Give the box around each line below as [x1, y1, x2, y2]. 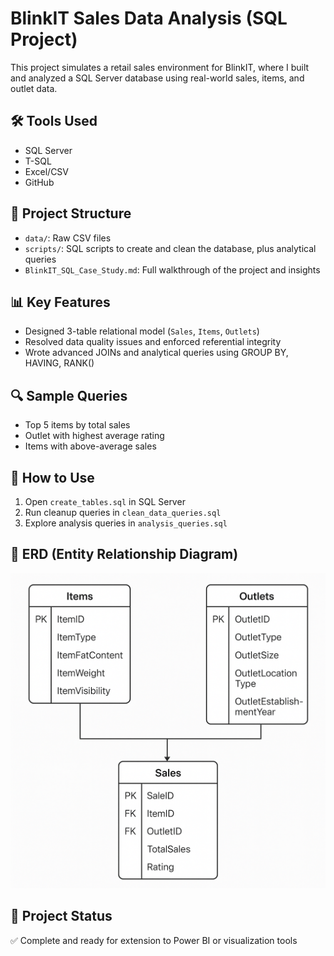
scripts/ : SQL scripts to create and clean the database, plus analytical [24, 242, 317, 254]
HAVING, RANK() [24, 357, 95, 369]
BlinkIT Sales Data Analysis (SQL [10, 7, 288, 30]
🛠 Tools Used [10, 113, 98, 130]
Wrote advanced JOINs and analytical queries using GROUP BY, [24, 347, 289, 359]
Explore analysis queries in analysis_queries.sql [24, 517, 228, 529]
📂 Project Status [10, 908, 113, 925]
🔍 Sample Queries [10, 387, 128, 404]
